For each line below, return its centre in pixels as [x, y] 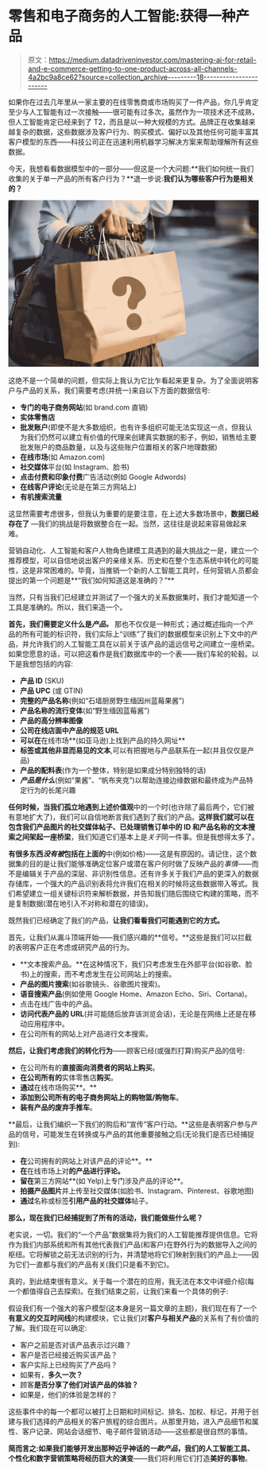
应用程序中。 [48, 1024]
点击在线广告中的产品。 [58, 1004]
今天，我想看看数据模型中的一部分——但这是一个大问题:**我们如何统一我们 [131, 169]
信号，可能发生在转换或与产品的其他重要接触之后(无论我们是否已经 [131, 1134]
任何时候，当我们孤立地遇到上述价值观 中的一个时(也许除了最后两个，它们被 [132, 807]
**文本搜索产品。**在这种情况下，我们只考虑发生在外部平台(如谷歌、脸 [136, 964]
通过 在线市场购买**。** [58, 1087]
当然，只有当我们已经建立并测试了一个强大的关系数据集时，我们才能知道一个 [133, 597]
